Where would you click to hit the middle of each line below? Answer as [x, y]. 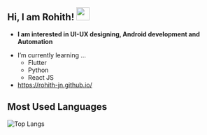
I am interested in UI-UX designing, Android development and [109, 34]
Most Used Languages [57, 107]
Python [38, 70]
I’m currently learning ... [51, 55]
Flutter [37, 62]
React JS [41, 77]
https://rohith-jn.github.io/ [55, 85]
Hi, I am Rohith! [41, 17]
